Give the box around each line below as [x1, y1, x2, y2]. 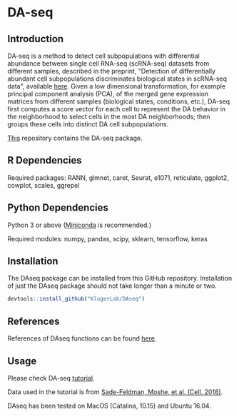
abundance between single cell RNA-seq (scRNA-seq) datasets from [7, 59, 210, 68]
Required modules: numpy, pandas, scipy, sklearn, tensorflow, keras [7, 234, 208, 243]
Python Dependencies [7, 201, 108, 214]
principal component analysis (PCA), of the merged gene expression [7, 90, 209, 98]
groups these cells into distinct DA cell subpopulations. [7, 120, 169, 129]
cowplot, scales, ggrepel [7, 181, 80, 189]
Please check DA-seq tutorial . [7, 373, 95, 382]
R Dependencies [7, 154, 82, 166]
